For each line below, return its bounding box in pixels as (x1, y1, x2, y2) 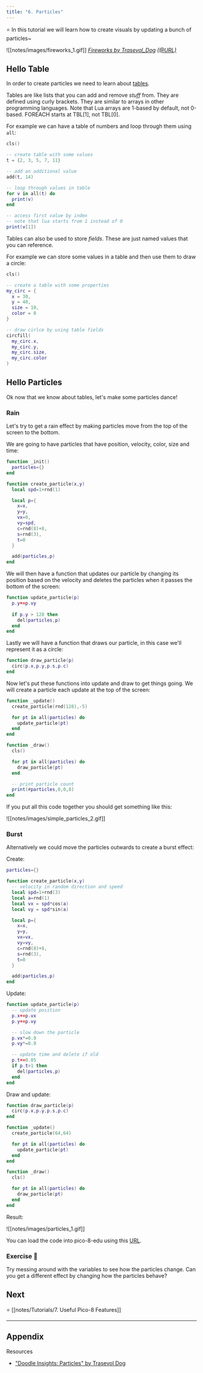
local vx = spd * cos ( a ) (11, 901, 69, 907)
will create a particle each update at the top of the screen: (6, 686, 151, 693)
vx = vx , (17, 934, 34, 941)
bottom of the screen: (6, 583, 60, 591)
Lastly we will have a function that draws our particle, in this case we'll (6, 640, 182, 647)
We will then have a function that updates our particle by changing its (6, 570, 179, 577)
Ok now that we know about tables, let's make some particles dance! (6, 393, 178, 400)
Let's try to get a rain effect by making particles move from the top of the (6, 422, 188, 430)
